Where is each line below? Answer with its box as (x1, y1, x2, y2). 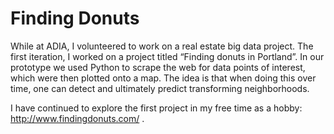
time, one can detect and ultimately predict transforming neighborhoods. (10, 82, 310, 94)
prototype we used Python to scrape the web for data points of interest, (10, 61, 306, 73)
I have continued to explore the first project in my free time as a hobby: (10, 102, 303, 114)
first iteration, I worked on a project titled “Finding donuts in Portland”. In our (10, 50, 325, 62)
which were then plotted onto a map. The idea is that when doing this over (10, 72, 317, 84)
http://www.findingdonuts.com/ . (10, 112, 145, 124)
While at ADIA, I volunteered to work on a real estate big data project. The (10, 40, 314, 52)
